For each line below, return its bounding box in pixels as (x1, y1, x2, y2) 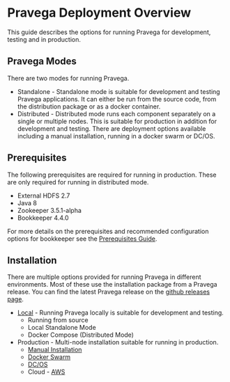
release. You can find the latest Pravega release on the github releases (7, 287, 210, 296)
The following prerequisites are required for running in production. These (7, 170, 217, 179)
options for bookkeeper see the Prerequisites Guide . (7, 234, 158, 243)
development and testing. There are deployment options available (17, 124, 206, 133)
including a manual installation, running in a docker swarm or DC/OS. (17, 132, 215, 140)
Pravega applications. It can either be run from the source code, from (17, 95, 217, 103)
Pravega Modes (7, 56, 77, 67)
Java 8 (17, 198, 37, 207)
